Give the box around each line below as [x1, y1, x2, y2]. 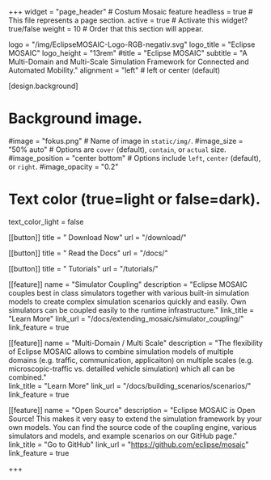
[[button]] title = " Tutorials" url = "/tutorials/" [8, 263, 159, 273]
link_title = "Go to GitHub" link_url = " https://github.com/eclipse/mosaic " [8, 440, 249, 449]
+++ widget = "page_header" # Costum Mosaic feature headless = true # [8, 7, 253, 16]
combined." [8, 372, 47, 382]
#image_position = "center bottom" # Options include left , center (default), [8, 153, 261, 162]
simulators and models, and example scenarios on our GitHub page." [8, 431, 238, 440]
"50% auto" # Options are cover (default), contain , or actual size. [8, 145, 227, 154]
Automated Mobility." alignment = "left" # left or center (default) [8, 65, 221, 75]
